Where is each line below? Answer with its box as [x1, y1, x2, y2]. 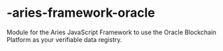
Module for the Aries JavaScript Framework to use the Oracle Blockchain [6, 28, 217, 36]
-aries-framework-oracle [6, 5, 155, 21]
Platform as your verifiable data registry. [6, 35, 122, 43]
